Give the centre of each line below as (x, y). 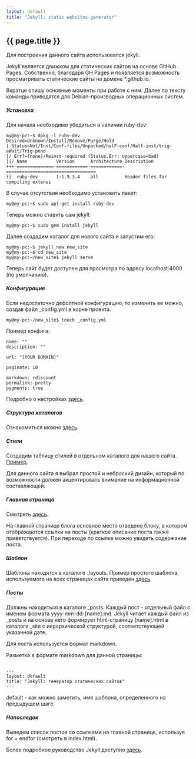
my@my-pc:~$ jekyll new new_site (47, 247)
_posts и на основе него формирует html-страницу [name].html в (87, 620)
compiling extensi (29, 182)
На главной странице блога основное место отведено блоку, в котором (97, 526)
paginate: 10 (22, 368)
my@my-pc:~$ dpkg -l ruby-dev (43, 136)
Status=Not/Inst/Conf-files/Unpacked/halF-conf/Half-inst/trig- (92, 146)
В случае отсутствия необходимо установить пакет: (72, 193)
